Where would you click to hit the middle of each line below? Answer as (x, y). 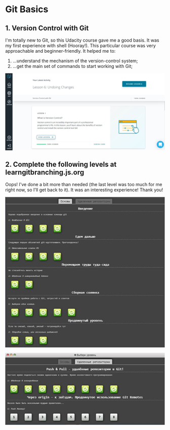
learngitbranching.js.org (45, 173)
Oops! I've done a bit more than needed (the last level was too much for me (84, 185)
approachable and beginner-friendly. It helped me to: (60, 51)
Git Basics (27, 9)
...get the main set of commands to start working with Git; (73, 66)
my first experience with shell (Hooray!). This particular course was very (80, 46)
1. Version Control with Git (47, 28)
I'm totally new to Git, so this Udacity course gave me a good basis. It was (82, 40)
